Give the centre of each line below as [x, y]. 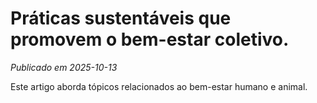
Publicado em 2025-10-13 [64, 67]
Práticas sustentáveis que [121, 18]
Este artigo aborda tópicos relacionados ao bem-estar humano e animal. [159, 86]
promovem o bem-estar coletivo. [150, 39]
